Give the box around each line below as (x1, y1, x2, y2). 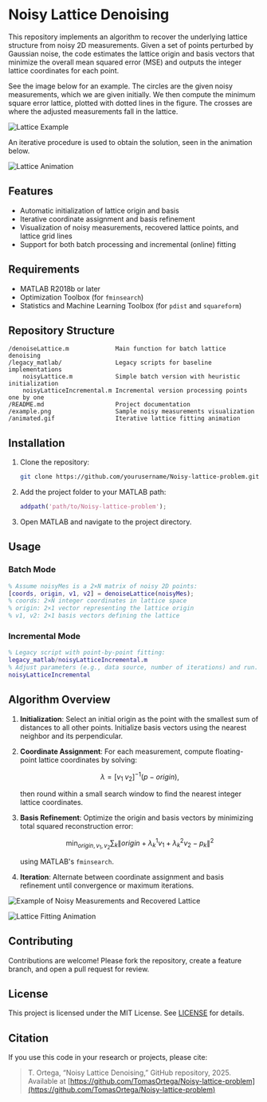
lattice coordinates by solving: (38, 755, 138, 764)
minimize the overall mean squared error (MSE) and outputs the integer (8, 57, 241, 67)
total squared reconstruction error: (19, 822, 134, 831)
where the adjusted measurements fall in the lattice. (8, 106, 179, 116)
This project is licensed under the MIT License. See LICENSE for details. (8, 1008, 245, 1018)
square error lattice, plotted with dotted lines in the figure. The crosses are (8, 98, 253, 108)
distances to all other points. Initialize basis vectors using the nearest (19, 723, 247, 732)
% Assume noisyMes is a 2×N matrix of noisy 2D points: (8, 582, 198, 590)
